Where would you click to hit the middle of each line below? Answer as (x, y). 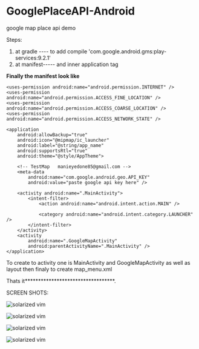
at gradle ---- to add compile (51, 51)
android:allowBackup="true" (52, 135)
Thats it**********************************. (61, 281)
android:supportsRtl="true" (52, 151)
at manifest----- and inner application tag (67, 64)
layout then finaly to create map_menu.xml (59, 269)
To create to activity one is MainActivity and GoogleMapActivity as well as (98, 262)
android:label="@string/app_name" (60, 145)
